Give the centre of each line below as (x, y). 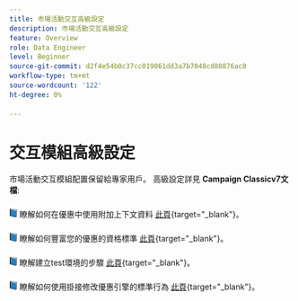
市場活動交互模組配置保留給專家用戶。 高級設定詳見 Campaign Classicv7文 (149, 179)
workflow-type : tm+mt (50, 76)
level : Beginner (39, 57)
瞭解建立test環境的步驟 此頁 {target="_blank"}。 (107, 263)
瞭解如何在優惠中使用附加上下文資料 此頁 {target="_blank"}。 (131, 215)
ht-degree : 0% (36, 94)
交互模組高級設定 (73, 152)
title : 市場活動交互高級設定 (57, 19)
